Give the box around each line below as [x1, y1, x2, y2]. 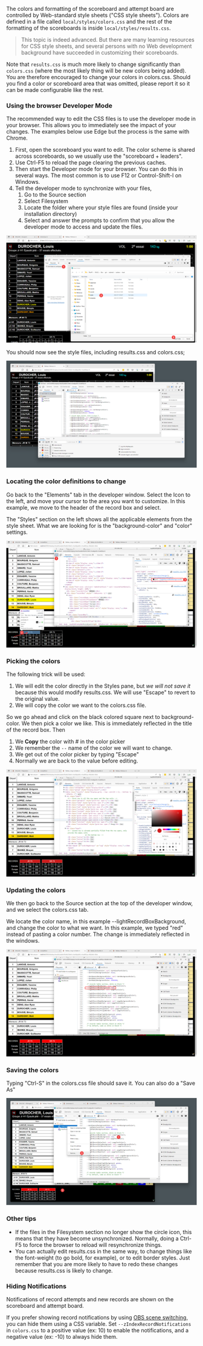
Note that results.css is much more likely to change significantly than [6, 60, 181, 68]
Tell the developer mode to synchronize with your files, [14, 184, 152, 192]
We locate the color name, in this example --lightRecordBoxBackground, [6, 918, 186, 925]
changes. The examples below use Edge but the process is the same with [6, 128, 190, 135]
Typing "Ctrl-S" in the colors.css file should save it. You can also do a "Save [6, 1079, 195, 1087]
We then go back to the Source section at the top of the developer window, [6, 900, 193, 907]
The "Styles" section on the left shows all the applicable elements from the [6, 515, 192, 522]
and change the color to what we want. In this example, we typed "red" [6, 925, 183, 932]
